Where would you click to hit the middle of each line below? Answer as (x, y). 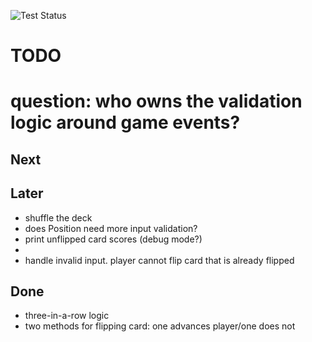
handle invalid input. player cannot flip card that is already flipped (159, 260)
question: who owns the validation (156, 101)
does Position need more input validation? (111, 228)
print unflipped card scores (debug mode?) (113, 239)
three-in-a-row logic (67, 316)
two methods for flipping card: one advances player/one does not (160, 326)
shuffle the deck (58, 217)
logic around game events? (125, 122)
